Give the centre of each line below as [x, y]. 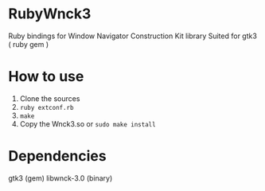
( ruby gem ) [29, 44]
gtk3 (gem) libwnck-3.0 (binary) [60, 178]
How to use [46, 77]
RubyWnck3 [50, 14]
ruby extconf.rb [47, 107]
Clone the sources [50, 98]
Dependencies [57, 156]
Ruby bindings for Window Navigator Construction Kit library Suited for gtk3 [132, 36]
